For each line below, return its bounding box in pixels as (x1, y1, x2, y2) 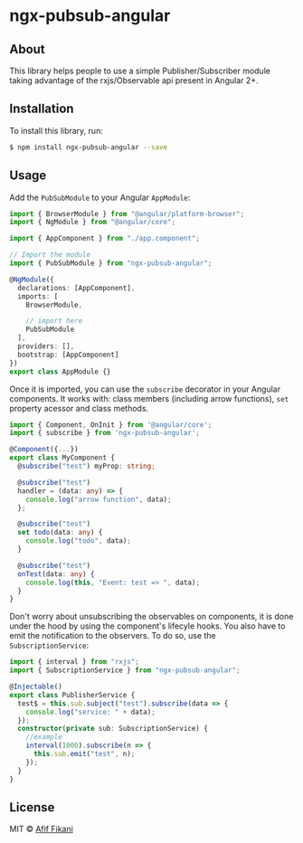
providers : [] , (17, 342, 75, 351)
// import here (25, 317, 83, 326)
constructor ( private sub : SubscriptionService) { (17, 725, 208, 734)
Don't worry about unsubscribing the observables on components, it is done (9, 611, 294, 622)
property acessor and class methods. (9, 403, 149, 413)
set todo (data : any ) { (17, 528, 103, 537)
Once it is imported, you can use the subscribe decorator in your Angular (9, 384, 281, 394)
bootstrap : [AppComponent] (17, 350, 119, 359)
